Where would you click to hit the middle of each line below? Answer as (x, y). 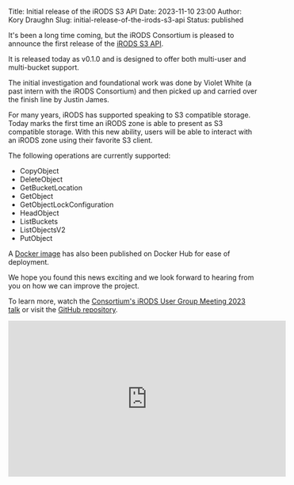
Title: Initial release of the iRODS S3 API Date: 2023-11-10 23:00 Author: (125, 11)
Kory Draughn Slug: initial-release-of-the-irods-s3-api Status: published (126, 20)
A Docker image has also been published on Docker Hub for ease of (119, 254)
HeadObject (39, 213)
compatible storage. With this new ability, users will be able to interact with (130, 132)
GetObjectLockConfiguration (67, 204)
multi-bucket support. (44, 67)
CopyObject (39, 171)
